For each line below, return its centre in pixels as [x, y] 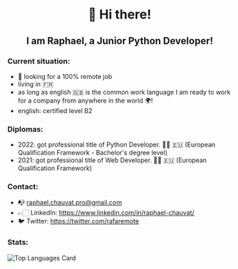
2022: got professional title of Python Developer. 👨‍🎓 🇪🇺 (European [117, 144]
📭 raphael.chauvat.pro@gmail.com [70, 203]
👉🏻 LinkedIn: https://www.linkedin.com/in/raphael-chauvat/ [106, 213]
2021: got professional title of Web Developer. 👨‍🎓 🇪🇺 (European [112, 160]
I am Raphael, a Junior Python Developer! [120, 41]
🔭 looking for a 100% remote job [65, 76]
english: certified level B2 [55, 110]
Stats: [18, 243]
